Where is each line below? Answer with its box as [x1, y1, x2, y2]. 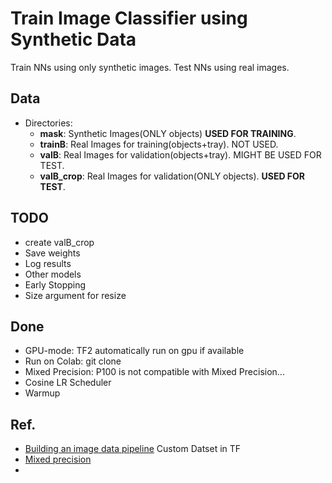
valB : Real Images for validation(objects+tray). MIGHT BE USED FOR [39, 148, 322, 161]
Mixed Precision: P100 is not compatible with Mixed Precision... [24, 366, 285, 378]
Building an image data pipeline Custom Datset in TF [24, 443, 242, 455]
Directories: [24, 117, 73, 129]
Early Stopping [24, 278, 87, 291]
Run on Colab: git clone [24, 355, 122, 367]
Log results [24, 257, 72, 269]
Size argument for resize [24, 289, 127, 301]
